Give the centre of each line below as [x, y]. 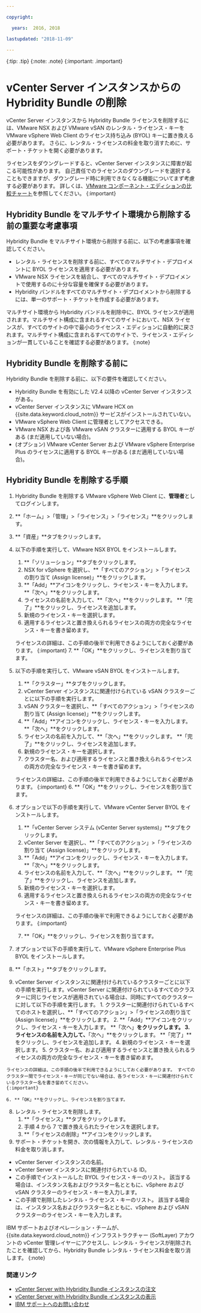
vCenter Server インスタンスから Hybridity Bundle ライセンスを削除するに [98, 121]
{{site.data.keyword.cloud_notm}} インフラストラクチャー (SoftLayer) [92, 1235]
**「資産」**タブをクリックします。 [59, 537]
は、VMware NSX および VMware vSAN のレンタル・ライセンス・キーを [95, 128]
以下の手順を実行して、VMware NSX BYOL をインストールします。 [97, 549]
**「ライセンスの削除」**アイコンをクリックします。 [89, 1134]
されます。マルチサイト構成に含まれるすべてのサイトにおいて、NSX [90, 320]
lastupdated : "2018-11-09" [40, 39]
